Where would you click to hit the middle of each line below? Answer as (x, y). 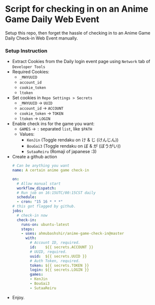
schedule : (27, 197)
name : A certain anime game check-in (51, 170)
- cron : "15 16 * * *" (40, 202)
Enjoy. (18, 297)
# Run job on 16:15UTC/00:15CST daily (56, 193)
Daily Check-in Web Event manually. (42, 38)
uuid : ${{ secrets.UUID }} (58, 256)
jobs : (18, 211)
